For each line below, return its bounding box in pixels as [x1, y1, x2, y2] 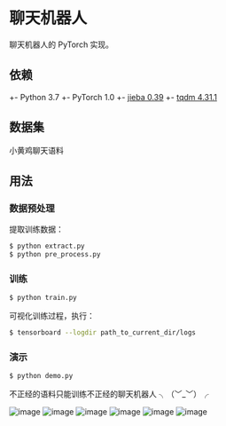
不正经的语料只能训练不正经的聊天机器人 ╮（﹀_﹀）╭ [9, 389, 210, 399]
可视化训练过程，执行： [9, 311, 95, 321]
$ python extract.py [9, 241, 86, 251]
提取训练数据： [9, 224, 64, 235]
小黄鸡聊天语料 [9, 145, 64, 155]
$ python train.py [9, 294, 77, 303]
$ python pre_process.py [9, 250, 101, 259]
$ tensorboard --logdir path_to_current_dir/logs [9, 328, 197, 337]
